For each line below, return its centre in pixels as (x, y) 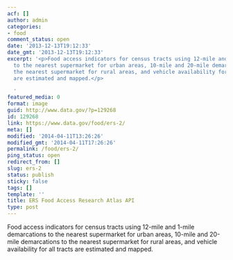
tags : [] (20, 188)
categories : (24, 26)
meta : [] (20, 129)
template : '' (26, 194)
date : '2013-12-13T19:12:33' (49, 46)
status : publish (31, 174)
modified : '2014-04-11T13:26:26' (55, 136)
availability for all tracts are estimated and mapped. (80, 249)
